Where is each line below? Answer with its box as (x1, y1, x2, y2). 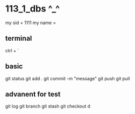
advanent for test (5, 90, 61, 98)
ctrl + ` (5, 47, 19, 53)
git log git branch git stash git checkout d (5, 103, 91, 109)
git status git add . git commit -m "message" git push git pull (5, 75, 130, 81)
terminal (5, 34, 32, 43)
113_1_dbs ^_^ (5, 3, 60, 15)
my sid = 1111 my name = (5, 20, 56, 26)
